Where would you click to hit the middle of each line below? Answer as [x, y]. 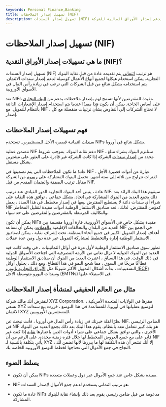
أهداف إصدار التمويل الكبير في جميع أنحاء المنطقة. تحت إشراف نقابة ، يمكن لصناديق [82, 233]
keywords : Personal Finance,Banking [43, 10]
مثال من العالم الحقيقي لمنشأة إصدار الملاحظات [71, 289]
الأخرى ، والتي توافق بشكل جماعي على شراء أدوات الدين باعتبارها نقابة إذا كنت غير [81, 332]
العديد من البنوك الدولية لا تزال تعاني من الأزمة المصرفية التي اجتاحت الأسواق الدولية [83, 253]
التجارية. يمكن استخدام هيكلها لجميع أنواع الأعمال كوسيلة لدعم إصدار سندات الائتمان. [83, 79]
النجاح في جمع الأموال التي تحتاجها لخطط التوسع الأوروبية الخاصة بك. [68, 347]
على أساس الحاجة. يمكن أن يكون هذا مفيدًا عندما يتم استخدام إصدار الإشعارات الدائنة [83, 104]
